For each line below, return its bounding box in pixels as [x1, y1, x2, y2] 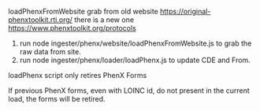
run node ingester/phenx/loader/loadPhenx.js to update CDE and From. [19, 55, 251, 65]
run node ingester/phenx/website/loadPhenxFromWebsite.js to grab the [19, 39, 252, 48]
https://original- [160, 7, 211, 16]
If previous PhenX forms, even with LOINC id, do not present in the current [8, 86, 250, 95]
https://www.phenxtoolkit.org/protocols [8, 24, 136, 32]
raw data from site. [19, 47, 81, 56]
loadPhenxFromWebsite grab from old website [8, 7, 159, 16]
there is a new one [74, 15, 135, 24]
